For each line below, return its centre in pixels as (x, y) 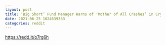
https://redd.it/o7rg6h (27, 37)
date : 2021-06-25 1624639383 (35, 19)
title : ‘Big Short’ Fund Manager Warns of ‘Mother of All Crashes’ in (79, 14)
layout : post (19, 10)
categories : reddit (25, 23)
